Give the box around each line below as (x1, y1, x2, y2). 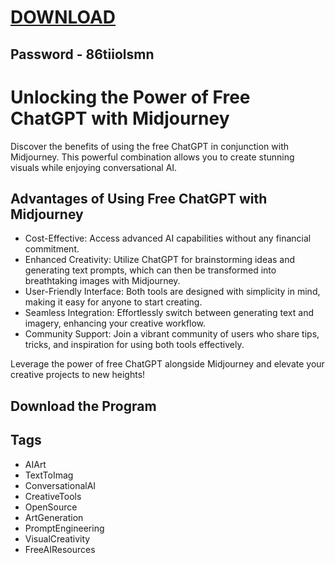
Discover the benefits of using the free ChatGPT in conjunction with (10, 140, 290, 152)
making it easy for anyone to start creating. (24, 296, 203, 308)
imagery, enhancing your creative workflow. (24, 317, 207, 330)
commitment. (24, 243, 80, 255)
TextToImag (24, 469, 74, 481)
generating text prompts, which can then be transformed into (24, 264, 277, 276)
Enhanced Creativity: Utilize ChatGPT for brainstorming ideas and (24, 254, 296, 266)
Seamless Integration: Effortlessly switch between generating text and (24, 307, 314, 319)
